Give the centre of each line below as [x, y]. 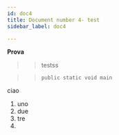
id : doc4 [20, 13]
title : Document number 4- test [53, 20]
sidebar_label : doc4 [37, 26]
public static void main [77, 78]
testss [50, 65]
